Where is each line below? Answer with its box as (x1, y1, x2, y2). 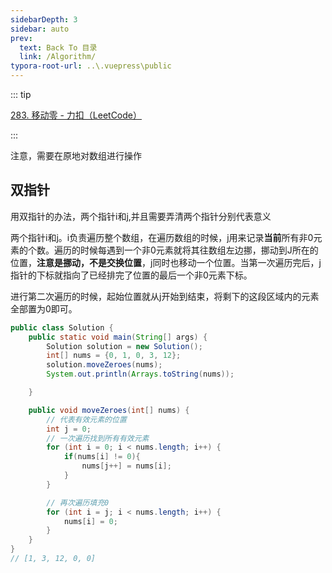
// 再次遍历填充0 (46, 497, 110, 508)
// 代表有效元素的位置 (46, 414, 127, 425)
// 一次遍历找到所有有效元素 (46, 433, 150, 443)
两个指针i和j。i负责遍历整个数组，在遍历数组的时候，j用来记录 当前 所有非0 (10, 231, 314, 243)
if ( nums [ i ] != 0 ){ (63, 452, 141, 462)
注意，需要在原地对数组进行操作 (10, 150, 142, 161)
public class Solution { (10, 322, 114, 333)
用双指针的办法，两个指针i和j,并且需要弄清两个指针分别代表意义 (10, 210, 272, 222)
